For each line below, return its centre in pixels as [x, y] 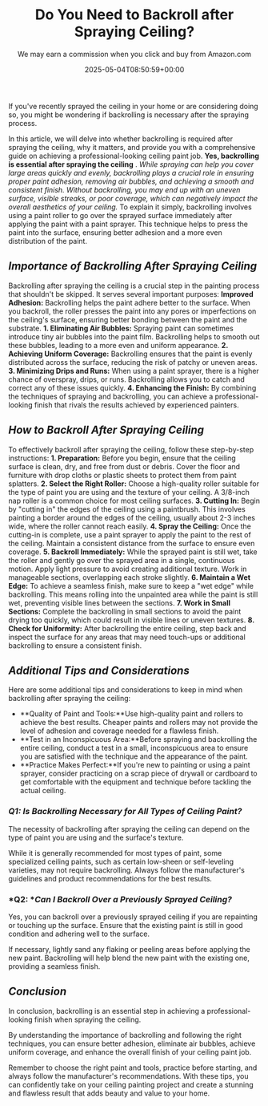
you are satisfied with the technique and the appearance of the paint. [134, 756]
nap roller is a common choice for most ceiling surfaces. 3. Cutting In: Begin [134, 500]
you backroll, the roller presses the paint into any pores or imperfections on [132, 311]
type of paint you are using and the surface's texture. [96, 837]
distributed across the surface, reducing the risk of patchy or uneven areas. [133, 362]
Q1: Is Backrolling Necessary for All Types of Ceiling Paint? [125, 812]
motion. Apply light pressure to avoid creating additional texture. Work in [128, 569]
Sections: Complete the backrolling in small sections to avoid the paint [125, 611]
